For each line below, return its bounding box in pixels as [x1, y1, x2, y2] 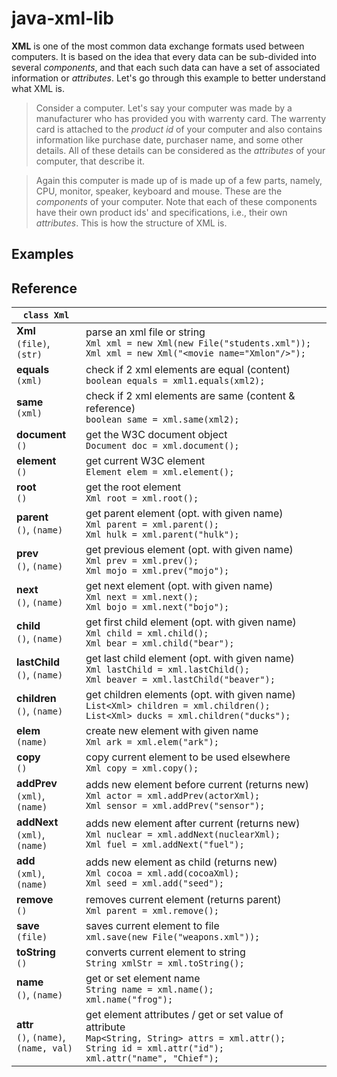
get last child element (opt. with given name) [85, 652, 295, 666]
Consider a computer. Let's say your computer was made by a [35, 102, 293, 114]
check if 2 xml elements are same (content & [85, 389, 296, 403]
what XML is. [11, 82, 65, 94]
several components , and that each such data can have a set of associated [11, 61, 321, 73]
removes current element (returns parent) [85, 893, 282, 907]
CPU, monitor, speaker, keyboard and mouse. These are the [35, 185, 283, 197]
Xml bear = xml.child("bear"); [85, 638, 235, 649]
